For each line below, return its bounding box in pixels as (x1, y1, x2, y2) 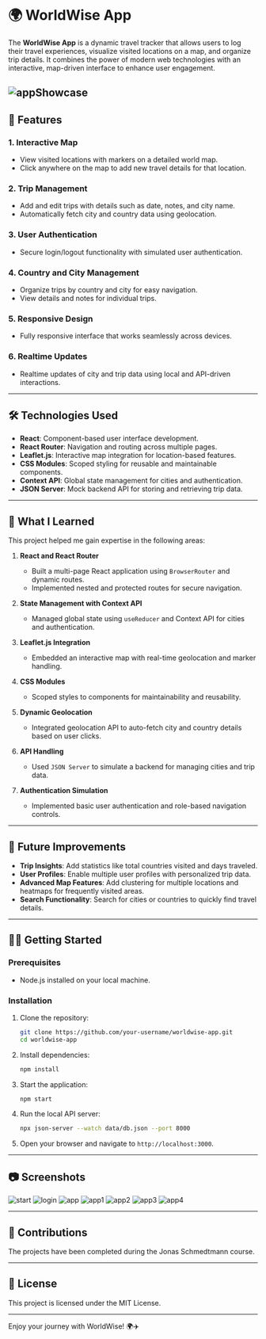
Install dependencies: (19, 1050, 90, 1059)
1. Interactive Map (8, 136, 78, 147)
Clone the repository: (19, 1013, 89, 1022)
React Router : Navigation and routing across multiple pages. (19, 442, 218, 452)
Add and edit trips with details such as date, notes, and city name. (19, 201, 236, 211)
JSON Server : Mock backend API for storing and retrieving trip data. (19, 484, 243, 494)
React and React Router (19, 551, 99, 561)
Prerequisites (8, 957, 61, 968)
